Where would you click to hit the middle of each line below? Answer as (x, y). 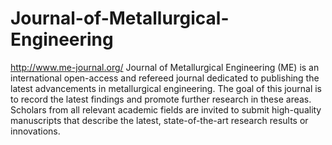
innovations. (35, 131)
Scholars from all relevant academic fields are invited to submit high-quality (166, 109)
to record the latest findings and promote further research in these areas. (161, 99)
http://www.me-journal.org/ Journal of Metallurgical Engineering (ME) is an (165, 67)
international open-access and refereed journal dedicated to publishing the (165, 78)
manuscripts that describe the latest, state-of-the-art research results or (159, 120)
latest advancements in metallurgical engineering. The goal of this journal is (166, 88)
